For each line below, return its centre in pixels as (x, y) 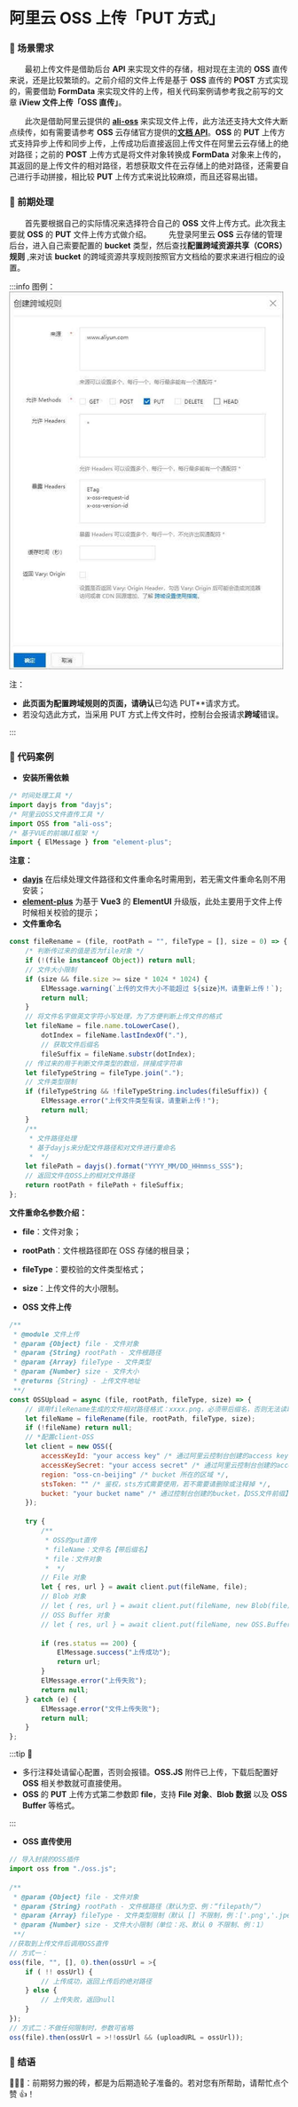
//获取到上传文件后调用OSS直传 (59, 1944)
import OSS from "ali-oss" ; (61, 824)
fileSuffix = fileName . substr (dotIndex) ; (119, 1054)
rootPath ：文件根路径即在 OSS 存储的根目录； (107, 1250)
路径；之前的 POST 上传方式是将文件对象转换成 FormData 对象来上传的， (151, 154)
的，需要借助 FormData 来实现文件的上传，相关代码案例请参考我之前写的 (143, 91)
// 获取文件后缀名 (70, 1044)
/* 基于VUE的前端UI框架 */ (54, 833)
